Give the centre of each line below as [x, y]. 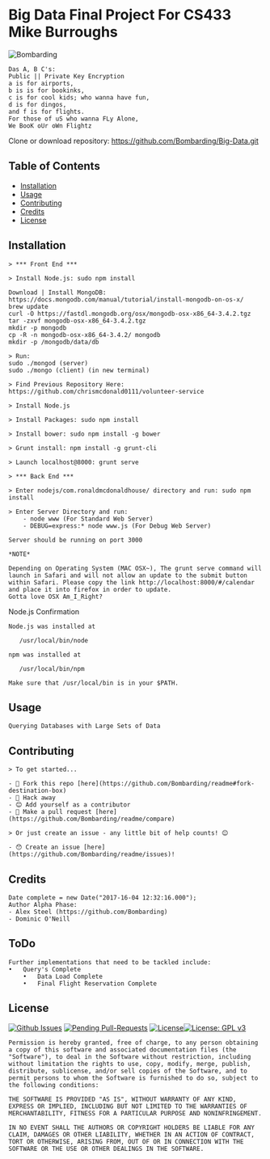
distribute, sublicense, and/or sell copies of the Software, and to [128, 1071]
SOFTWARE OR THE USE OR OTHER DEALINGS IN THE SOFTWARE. [106, 1148]
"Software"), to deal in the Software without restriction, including [130, 1056]
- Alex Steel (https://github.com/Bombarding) [88, 912]
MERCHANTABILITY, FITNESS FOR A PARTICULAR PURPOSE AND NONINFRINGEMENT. [135, 1113]
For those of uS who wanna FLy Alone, [74, 119]
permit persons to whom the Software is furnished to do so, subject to [133, 1078]
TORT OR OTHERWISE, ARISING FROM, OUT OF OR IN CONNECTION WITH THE [126, 1141]
